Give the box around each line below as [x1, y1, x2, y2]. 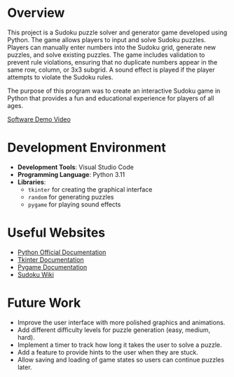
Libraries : [17, 178, 46, 186]
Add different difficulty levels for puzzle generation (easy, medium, [17, 325, 211, 334]
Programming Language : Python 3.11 [17, 170, 125, 178]
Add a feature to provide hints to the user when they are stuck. [17, 348, 198, 356]
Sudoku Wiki [17, 270, 55, 279]
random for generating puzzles [27, 192, 114, 201]
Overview [7, 5, 65, 21]
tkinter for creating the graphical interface [27, 185, 153, 194]
